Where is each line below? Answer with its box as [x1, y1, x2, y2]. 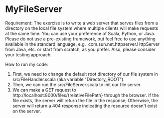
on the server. [12, 108, 41, 114]
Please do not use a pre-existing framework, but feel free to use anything [5, 36, 156, 42]
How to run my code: [5, 61, 48, 67]
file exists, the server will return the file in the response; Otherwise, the [12, 97, 158, 103]
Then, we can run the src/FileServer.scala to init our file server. [12, 81, 142, 88]
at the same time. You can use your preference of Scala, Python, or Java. [5, 30, 156, 36]
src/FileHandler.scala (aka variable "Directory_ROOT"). [12, 76, 125, 82]
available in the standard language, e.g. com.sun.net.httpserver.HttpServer [5, 41, 160, 47]
